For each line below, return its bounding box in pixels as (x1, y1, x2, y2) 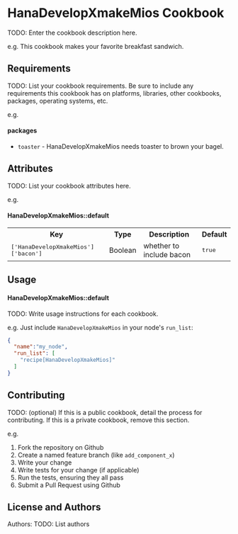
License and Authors (7, 501, 101, 513)
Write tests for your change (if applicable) (17, 465, 140, 474)
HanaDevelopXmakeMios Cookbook (7, 5, 225, 21)
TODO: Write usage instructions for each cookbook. (7, 309, 159, 318)
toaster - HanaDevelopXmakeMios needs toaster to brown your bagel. (17, 142, 225, 150)
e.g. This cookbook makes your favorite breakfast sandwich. (7, 42, 184, 50)
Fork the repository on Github (17, 443, 104, 451)
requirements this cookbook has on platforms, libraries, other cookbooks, (7, 89, 222, 97)
